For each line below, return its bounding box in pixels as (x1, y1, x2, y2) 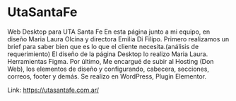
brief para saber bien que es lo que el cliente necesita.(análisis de (7, 42, 199, 50)
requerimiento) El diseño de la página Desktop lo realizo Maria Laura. (7, 50, 208, 58)
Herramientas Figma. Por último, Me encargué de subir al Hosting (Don (7, 57, 214, 65)
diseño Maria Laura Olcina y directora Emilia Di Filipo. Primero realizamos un (7, 34, 230, 43)
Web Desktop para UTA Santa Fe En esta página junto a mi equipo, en (7, 27, 211, 36)
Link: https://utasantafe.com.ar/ (7, 86, 99, 94)
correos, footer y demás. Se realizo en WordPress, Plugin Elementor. (7, 72, 207, 81)
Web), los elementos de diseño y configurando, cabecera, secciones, (7, 65, 210, 73)
